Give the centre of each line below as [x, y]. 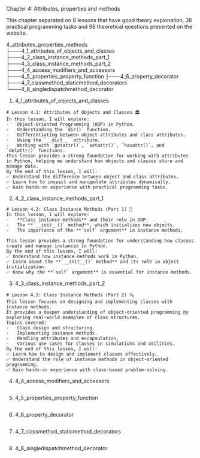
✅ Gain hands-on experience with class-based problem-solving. [87, 370]
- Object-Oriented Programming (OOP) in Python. [71, 125]
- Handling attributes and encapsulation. [63, 338]
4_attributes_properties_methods [47, 45]
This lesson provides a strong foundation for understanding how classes [100, 241]
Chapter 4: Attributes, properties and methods [63, 9]
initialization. [26, 267]
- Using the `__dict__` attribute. [53, 140]
